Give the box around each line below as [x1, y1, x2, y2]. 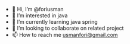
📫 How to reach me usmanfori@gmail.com [11, 32, 118, 38]
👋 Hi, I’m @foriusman [11, 6, 64, 12]
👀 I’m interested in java [11, 12, 68, 19]
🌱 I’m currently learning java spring [11, 18, 98, 25]
